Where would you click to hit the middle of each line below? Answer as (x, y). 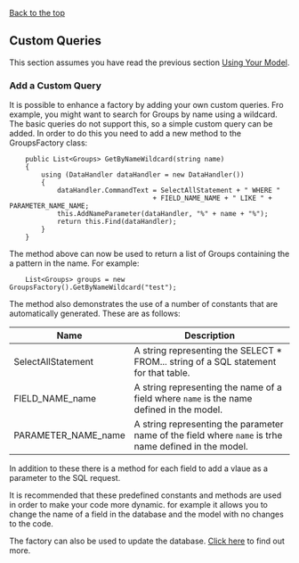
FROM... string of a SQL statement (205, 362)
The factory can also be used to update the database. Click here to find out (147, 541)
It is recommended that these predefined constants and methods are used (145, 495)
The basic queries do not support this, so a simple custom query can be (141, 124)
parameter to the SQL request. (65, 478)
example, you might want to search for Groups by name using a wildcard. (143, 114)
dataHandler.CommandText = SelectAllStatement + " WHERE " (168, 191)
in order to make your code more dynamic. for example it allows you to (139, 505)
